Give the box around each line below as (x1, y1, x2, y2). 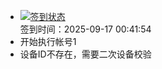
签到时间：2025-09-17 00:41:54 (19, 23, 152, 35)
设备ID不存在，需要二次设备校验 (19, 48, 152, 60)
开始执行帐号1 (19, 36, 77, 47)
